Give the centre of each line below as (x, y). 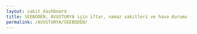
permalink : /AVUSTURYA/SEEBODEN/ (47, 22)
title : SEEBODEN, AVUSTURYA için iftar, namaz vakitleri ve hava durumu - (99, 17)
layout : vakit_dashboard (36, 11)
